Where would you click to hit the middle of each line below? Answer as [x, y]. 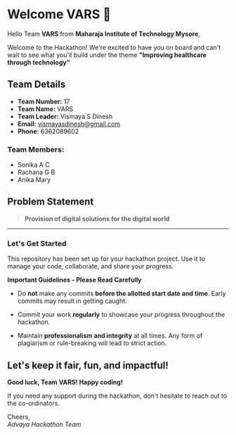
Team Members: [36, 149]
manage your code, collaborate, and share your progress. [91, 266]
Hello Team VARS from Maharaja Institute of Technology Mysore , [104, 34]
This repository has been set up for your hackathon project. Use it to [106, 259]
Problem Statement [51, 202]
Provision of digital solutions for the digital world [97, 219]
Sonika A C [34, 165]
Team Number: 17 [44, 101]
